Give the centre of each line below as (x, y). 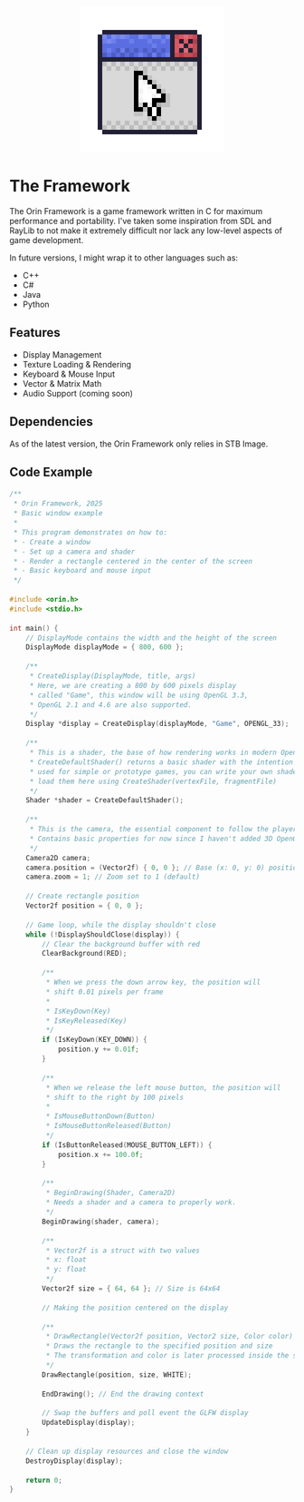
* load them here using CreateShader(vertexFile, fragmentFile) (153, 781)
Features (35, 333)
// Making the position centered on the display (135, 1308)
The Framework (70, 187)
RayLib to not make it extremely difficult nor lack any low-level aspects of (146, 231)
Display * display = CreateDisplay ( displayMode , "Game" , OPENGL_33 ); (157, 724)
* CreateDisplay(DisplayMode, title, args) (113, 676)
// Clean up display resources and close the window (127, 1451)
